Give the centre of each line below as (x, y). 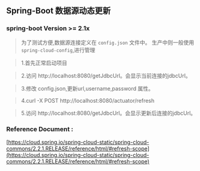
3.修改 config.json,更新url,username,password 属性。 (87, 88)
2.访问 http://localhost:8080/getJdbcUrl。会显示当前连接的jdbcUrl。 (106, 76)
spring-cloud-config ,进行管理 (58, 50)
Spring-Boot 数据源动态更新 (58, 11)
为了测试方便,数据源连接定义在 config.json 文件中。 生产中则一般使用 (108, 42)
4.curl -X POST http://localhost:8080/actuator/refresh (88, 100)
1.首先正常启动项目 (44, 63)
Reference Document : (40, 129)
